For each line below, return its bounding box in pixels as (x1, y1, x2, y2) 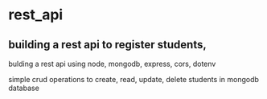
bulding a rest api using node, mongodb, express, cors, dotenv (8, 59, 216, 68)
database (8, 83, 40, 93)
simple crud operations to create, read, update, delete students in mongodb (8, 75, 260, 84)
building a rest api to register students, (8, 38, 207, 52)
